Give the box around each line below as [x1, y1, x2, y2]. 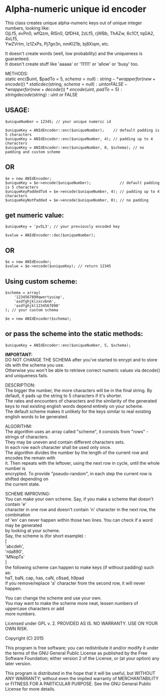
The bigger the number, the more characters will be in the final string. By [5, 387, 153, 393]
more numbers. [5, 610, 36, 617]
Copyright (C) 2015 [5, 635, 44, 641]
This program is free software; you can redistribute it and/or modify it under [5, 645, 159, 650]
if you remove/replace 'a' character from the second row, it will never [5, 580, 145, 586]
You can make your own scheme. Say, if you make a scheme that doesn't [5, 496, 154, 502]
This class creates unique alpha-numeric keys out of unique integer [5, 20, 142, 26]
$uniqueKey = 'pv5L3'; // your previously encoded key [5, 224, 120, 229]
